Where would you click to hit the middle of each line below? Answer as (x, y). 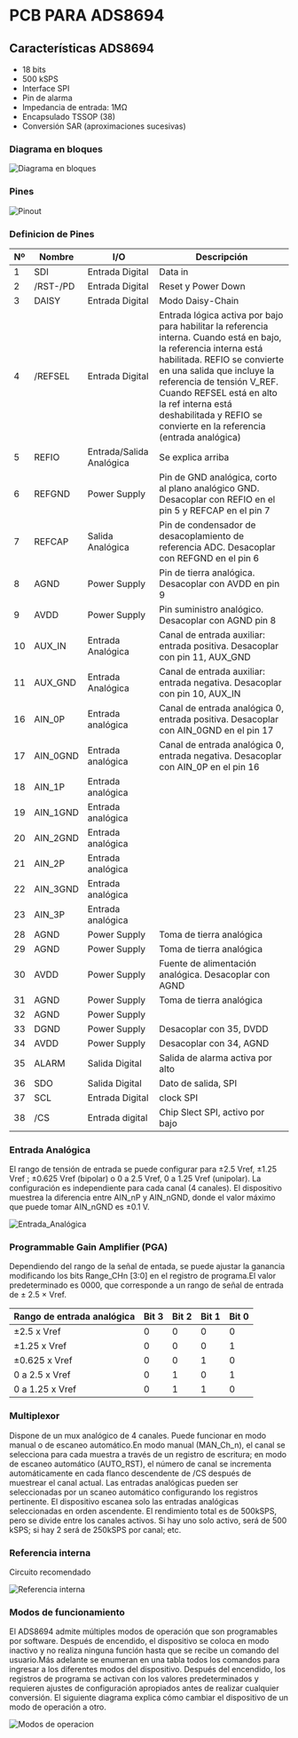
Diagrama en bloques (56, 149)
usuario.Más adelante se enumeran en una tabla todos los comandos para (145, 1660)
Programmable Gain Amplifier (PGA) (89, 1247)
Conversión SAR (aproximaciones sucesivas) (104, 126)
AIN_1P (50, 787)
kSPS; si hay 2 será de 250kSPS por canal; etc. (95, 1529)
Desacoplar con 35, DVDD (214, 1028)
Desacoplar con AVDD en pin (220, 583)
